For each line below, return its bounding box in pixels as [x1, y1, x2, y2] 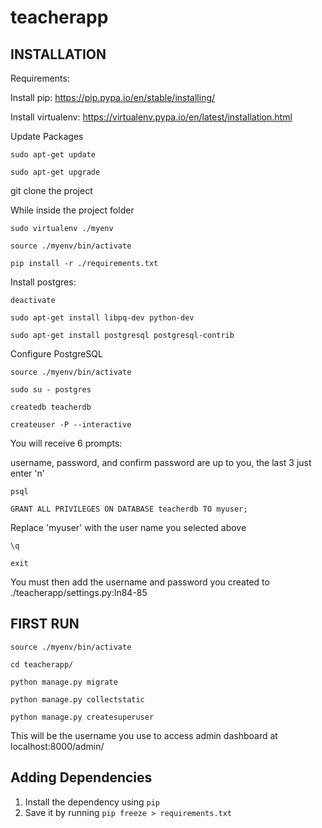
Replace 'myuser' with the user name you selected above [10, 522, 247, 533]
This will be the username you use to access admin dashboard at [10, 729, 278, 741]
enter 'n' [10, 467, 45, 479]
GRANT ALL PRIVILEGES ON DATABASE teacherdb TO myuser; [10, 504, 248, 514]
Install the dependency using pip [24, 796, 161, 808]
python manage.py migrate [10, 677, 118, 687]
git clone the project [10, 185, 93, 196]
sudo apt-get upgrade [10, 167, 101, 177]
